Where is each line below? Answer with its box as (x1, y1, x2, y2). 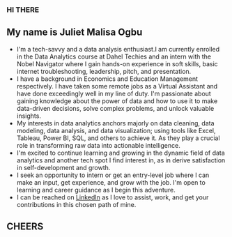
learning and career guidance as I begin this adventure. (16, 185, 176, 194)
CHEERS (6, 221, 44, 233)
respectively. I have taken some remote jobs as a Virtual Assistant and (16, 82, 218, 90)
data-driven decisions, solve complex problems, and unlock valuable (16, 104, 215, 112)
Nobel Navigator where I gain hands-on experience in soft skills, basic (16, 59, 219, 68)
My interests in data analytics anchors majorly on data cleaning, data (16, 118, 215, 127)
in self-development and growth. (16, 163, 111, 171)
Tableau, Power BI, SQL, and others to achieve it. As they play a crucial (16, 134, 220, 142)
